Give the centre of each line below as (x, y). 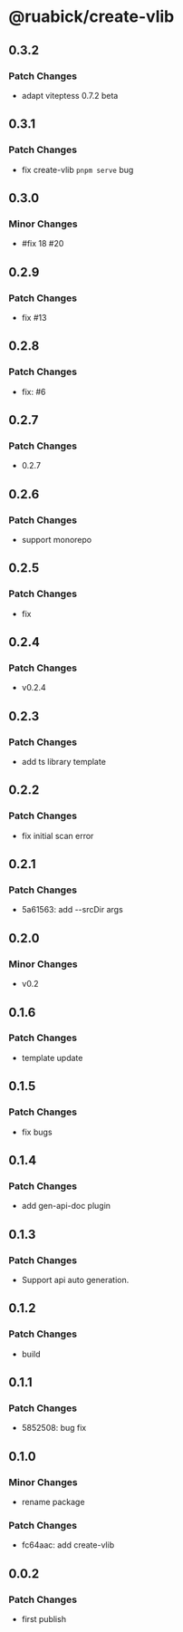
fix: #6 (34, 391)
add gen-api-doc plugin (66, 1206)
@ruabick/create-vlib (91, 17)
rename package (53, 1502)
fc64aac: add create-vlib (68, 1545)
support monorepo (57, 540)
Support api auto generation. (75, 1280)
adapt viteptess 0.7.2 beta (70, 95)
